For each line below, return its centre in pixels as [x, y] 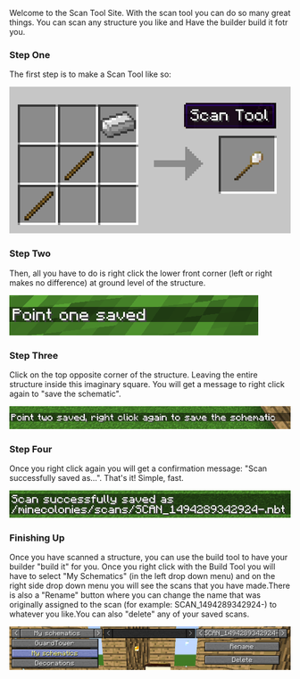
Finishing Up [37, 537]
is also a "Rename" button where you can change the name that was [135, 595]
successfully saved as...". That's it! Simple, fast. [97, 478]
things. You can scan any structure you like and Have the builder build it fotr [149, 22]
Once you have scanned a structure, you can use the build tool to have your [149, 558]
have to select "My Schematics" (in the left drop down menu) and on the [142, 576]
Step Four [31, 449]
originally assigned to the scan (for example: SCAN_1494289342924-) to [143, 605]
